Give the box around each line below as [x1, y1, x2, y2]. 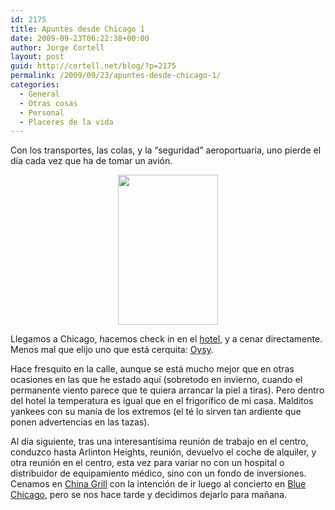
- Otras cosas [19, 98, 78, 108]
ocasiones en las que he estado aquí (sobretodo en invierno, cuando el [10, 374, 303, 386]
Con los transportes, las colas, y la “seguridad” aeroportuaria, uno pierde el [10, 144, 322, 156]
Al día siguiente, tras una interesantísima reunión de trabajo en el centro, [10, 436, 309, 448]
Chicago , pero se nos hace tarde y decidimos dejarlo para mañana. [10, 489, 288, 501]
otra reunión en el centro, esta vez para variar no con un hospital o [10, 457, 285, 469]
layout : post [10, 52, 65, 62]
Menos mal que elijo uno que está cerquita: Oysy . [10, 344, 214, 356]
